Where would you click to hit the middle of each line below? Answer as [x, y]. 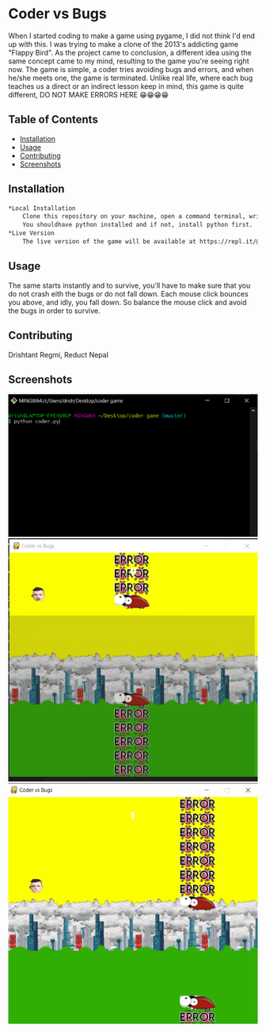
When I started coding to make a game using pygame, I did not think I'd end [132, 36]
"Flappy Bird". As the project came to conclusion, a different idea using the [130, 52]
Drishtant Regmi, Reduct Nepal [59, 354]
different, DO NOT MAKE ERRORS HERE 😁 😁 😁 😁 [88, 94]
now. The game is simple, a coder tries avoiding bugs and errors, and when [131, 69]
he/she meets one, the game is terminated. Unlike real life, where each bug [131, 78]
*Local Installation [42, 208]
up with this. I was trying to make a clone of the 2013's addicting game [123, 44]
